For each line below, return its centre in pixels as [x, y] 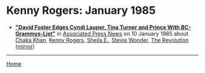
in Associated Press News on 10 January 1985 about [123, 33]
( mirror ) [25, 46]
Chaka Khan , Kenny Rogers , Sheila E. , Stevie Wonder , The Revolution [102, 40]
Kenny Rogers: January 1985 [81, 11]
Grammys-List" [35, 33]
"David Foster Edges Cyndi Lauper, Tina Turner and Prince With [97, 27]
